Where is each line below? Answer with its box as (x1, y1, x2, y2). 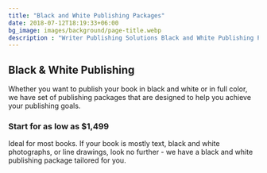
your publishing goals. (8, 101, 81, 111)
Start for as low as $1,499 (8, 121, 110, 132)
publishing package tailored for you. (8, 156, 126, 165)
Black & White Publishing (8, 63, 135, 76)
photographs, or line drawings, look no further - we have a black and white (8, 148, 253, 157)
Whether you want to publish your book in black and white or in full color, (8, 84, 248, 94)
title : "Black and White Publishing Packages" (8, 11, 165, 20)
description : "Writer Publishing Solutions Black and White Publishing (8, 33, 254, 42)
